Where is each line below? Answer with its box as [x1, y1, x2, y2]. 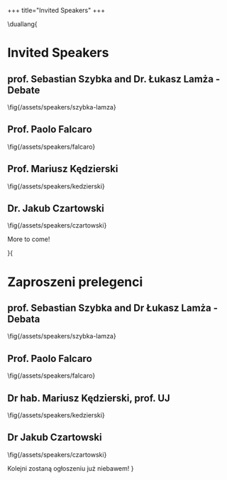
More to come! [7, 235, 50, 244]
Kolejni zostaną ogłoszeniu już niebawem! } [7, 464, 134, 472]
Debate [7, 84, 40, 96]
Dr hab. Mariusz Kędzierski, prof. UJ [7, 392, 170, 404]
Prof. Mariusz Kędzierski [7, 163, 118, 175]
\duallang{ [7, 20, 38, 28]
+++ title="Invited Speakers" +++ [7, 6, 105, 14]
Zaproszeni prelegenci [7, 274, 143, 290]
